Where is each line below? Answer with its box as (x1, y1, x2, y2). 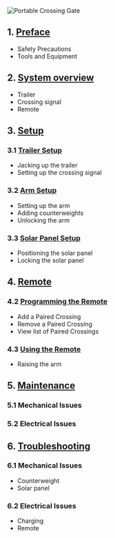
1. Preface (7, 26, 50, 38)
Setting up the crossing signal (17, 169, 102, 177)
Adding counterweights (17, 209, 84, 217)
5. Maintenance (7, 380, 76, 392)
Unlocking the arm (17, 216, 70, 224)
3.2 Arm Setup (7, 186, 57, 196)
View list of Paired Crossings (17, 327, 99, 335)
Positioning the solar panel (17, 249, 93, 257)
